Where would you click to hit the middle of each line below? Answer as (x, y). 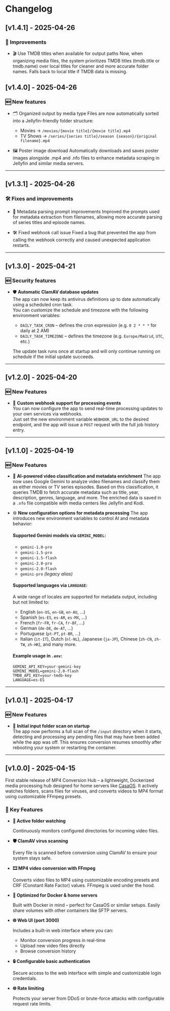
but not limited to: (31, 602)
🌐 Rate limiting (28, 988)
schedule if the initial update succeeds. (53, 357)
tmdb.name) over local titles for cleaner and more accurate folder (81, 66)
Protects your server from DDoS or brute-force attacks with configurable (88, 998)
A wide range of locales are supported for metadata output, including (84, 596)
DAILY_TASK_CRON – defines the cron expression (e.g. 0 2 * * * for (88, 325)
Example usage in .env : (37, 656)
